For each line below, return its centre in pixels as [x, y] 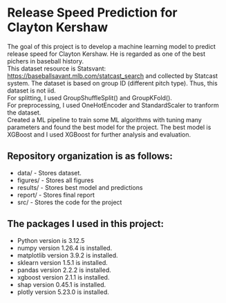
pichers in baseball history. [46, 61]
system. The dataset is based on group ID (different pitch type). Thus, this [112, 83]
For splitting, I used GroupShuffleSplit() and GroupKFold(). [90, 97]
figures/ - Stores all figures [56, 180]
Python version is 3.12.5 [51, 240]
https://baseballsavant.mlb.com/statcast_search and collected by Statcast [113, 76]
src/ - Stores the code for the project [69, 202]
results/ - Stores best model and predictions [80, 187]
